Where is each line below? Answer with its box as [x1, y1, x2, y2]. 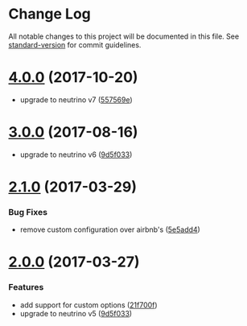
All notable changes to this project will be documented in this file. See [8, 31, 240, 41]
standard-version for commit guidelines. [8, 39, 142, 49]
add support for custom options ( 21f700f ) [19, 299, 158, 310]
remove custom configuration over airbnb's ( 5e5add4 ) [19, 225, 201, 234]
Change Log [8, 5, 91, 23]
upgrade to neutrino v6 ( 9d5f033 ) [19, 150, 133, 159]
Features [8, 282, 44, 293]
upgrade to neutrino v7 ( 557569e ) [19, 94, 133, 105]
